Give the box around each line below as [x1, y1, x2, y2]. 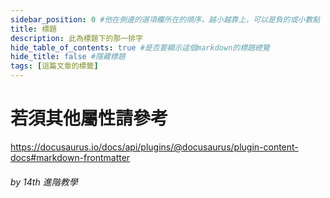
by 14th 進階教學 [10, 176, 78, 188]
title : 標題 [10, 24, 57, 34]
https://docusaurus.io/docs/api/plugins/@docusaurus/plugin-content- [10, 141, 299, 153]
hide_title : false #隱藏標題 [10, 52, 126, 62]
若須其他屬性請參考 [10, 107, 169, 130]
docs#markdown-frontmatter [10, 151, 131, 163]
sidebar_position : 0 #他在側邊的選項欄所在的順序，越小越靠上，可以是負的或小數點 [10, 14, 321, 25]
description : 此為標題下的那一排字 [10, 33, 143, 43]
